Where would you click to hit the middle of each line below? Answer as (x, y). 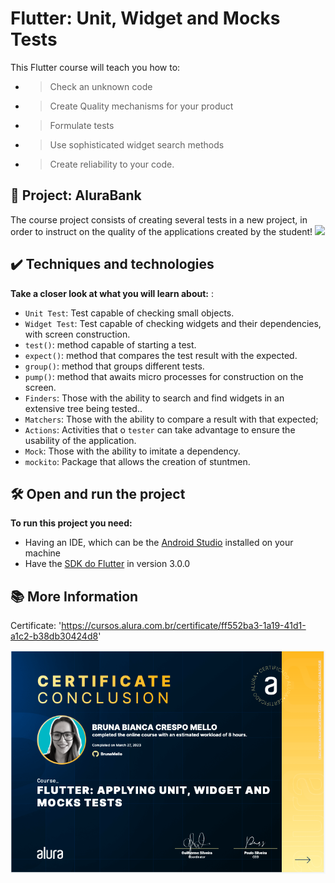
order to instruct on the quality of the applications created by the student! (161, 231)
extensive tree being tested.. (83, 408)
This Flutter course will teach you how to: (95, 67)
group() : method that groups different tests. (114, 366)
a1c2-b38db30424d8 (54, 636)
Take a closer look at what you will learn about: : (112, 293)
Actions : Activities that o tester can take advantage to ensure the (160, 429)
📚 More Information (74, 596)
